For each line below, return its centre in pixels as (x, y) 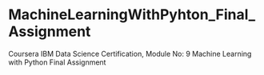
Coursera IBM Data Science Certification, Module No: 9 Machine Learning (130, 53)
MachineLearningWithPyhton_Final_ (132, 15)
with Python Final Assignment (57, 62)
